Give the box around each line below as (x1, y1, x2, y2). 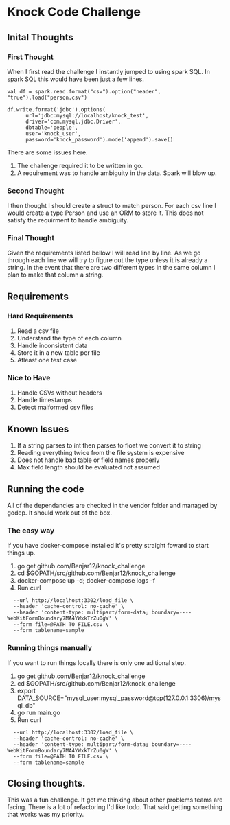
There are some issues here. (7, 148, 88, 156)
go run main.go (16, 708, 60, 717)
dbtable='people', (25, 124, 78, 131)
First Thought (7, 52, 54, 62)
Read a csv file (16, 327, 60, 335)
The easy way (7, 526, 55, 535)
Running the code (7, 483, 84, 495)
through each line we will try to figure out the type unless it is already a (7, 256, 208, 264)
